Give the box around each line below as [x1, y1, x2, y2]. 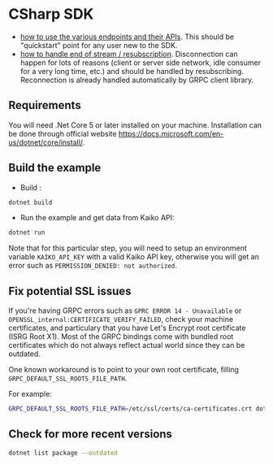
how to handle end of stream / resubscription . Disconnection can [19, 49, 238, 59]
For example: [8, 389, 53, 399]
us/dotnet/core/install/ [8, 137, 83, 147]
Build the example [8, 161, 102, 175]
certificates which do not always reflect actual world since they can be [8, 341, 245, 350]
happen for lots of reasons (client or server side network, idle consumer [19, 58, 262, 67]
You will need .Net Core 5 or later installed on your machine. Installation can [8, 120, 262, 130]
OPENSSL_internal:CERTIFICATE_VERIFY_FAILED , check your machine [8, 315, 234, 324]
